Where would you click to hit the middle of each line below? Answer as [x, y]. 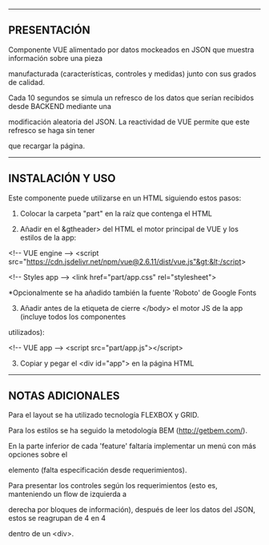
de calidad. [27, 82]
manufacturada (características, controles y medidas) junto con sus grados [132, 74]
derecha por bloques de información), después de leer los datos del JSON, [132, 510]
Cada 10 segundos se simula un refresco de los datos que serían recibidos [131, 98]
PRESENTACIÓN [49, 30]
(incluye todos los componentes [73, 317]
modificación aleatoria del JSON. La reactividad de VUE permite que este [129, 122]
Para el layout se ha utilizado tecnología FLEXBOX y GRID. [104, 415]
